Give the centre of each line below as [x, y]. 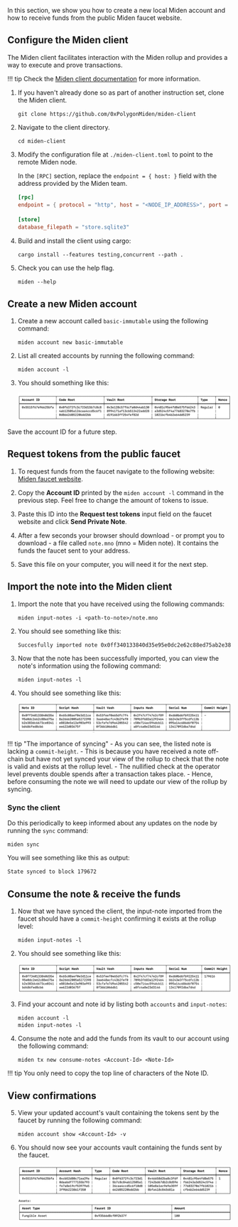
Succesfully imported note [58, 645]
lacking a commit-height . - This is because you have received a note [107, 751]
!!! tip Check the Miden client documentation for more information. [104, 78]
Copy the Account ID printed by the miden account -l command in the [121, 492]
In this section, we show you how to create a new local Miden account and [117, 10]
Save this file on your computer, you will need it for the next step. [113, 564]
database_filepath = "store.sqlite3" [74, 227]
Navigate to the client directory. [64, 127]
